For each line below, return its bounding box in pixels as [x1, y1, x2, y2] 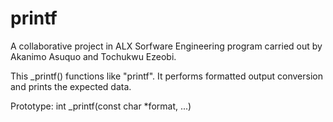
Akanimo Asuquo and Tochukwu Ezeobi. [10, 50, 177, 62]
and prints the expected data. [10, 80, 132, 92]
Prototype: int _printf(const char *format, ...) [10, 100, 192, 112]
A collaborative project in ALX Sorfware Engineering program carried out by [10, 40, 323, 52]
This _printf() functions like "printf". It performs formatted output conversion [10, 70, 323, 82]
